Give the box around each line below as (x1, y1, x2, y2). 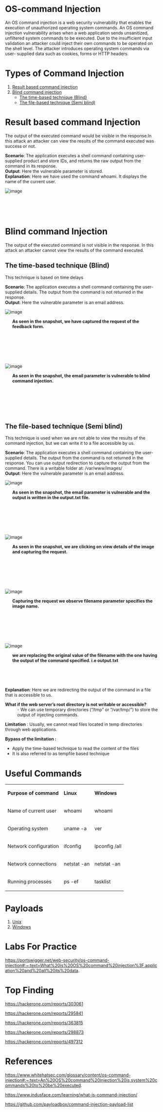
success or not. (5, 143, 36, 149)
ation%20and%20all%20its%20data (5, 968, 79, 974)
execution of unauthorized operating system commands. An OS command (5, 24, 154, 30)
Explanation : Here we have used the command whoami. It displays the (5, 173, 147, 179)
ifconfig (64, 843, 82, 850)
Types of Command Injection (5, 68, 124, 79)
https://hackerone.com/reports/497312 (5, 1039, 83, 1045)
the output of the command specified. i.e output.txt (12, 658, 118, 664)
